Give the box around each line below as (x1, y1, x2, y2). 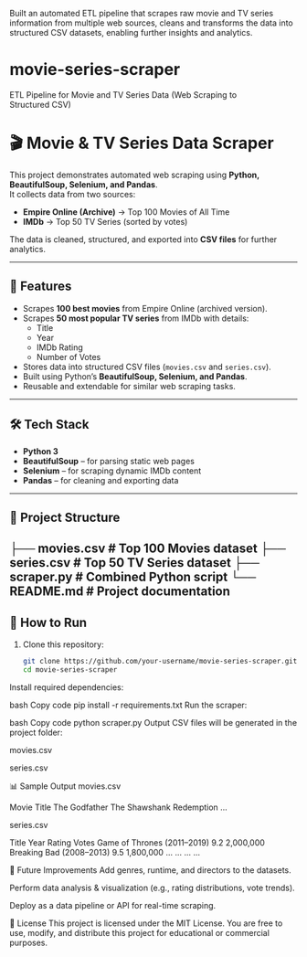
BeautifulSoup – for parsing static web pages (22, 455, 195, 466)
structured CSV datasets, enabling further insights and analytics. (9, 27, 253, 37)
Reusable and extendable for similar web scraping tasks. (22, 380, 236, 391)
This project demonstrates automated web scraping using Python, (9, 169, 260, 180)
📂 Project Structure (9, 509, 121, 525)
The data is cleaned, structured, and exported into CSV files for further (9, 233, 278, 245)
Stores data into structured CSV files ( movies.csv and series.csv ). (22, 361, 271, 372)
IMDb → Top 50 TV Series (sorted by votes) (22, 216, 188, 227)
